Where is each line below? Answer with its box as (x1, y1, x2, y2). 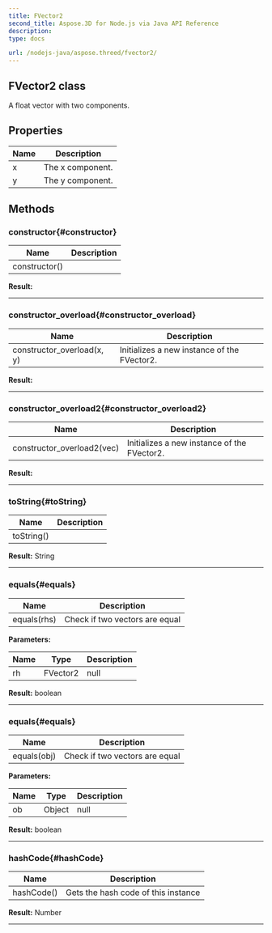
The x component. (43, 161, 113, 172)
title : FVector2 (8, 11, 63, 20)
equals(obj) (12, 750, 57, 761)
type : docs (8, 34, 45, 43)
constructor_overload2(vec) (12, 443, 120, 454)
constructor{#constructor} (8, 227, 117, 238)
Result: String (8, 551, 55, 561)
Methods (8, 202, 55, 216)
